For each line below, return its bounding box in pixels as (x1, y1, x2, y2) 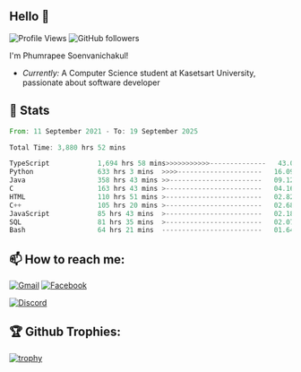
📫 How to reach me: (9, 252, 125, 267)
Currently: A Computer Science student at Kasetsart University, (21, 67, 256, 78)
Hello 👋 (9, 9, 50, 24)
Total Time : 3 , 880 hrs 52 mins (9, 143, 126, 152)
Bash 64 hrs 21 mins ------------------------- (9, 226, 262, 235)
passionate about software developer (21, 77, 160, 88)
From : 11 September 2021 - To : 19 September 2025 (9, 126, 199, 135)
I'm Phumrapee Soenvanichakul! (9, 50, 129, 61)
